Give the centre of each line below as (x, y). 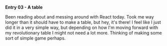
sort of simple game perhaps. (35, 38)
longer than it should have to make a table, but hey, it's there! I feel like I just (83, 22)
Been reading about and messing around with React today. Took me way (80, 17)
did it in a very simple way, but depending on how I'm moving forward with (82, 27)
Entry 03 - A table (24, 7)
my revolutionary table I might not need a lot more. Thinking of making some (83, 33)
